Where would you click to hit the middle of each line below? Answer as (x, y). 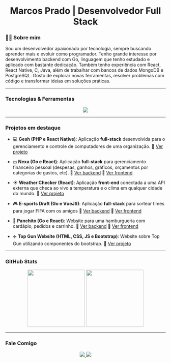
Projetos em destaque (33, 128)
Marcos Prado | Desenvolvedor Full (85, 11)
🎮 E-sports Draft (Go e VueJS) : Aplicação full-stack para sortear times (88, 204)
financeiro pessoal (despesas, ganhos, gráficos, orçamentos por (80, 167)
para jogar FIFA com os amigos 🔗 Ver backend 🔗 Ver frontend (77, 211)
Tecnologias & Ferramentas (40, 99)
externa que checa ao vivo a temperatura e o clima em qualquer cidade (88, 188)
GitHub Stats (21, 262)
